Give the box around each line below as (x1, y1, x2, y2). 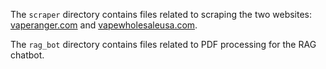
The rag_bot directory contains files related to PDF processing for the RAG (10, 39, 317, 50)
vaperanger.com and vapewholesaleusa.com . (10, 19, 198, 31)
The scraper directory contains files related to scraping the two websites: (10, 9, 313, 20)
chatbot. (10, 49, 45, 61)
